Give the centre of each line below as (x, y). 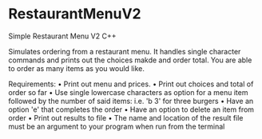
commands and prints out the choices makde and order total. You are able (130, 60)
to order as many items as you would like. (77, 68)
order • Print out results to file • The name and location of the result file (126, 117)
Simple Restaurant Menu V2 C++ (62, 36)
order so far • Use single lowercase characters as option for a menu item (128, 92)
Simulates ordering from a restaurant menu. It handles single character (125, 51)
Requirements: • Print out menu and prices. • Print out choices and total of (131, 84)
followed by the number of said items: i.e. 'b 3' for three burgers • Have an (131, 101)
